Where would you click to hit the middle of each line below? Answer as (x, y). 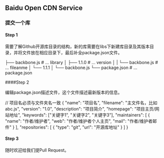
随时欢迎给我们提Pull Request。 (37, 150)
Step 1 (12, 35)
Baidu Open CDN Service (44, 8)
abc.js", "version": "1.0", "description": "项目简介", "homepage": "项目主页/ (80, 109)
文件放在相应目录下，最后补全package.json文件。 (72, 52)
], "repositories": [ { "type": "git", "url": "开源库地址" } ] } (72, 127)
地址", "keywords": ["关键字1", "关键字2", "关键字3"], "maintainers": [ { (80, 115)
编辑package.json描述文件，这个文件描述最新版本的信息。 (64, 92)
